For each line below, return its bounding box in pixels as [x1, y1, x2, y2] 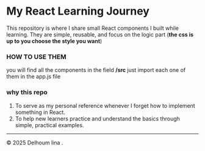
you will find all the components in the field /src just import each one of [6, 66, 186, 74]
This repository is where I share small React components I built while [6, 24, 179, 32]
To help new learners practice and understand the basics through [15, 114, 180, 122]
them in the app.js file [6, 73, 61, 80]
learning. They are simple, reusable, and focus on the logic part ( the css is [6, 30, 194, 38]
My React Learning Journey [6, 4, 149, 18]
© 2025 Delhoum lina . [6, 139, 63, 146]
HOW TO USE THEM [6, 52, 67, 61]
